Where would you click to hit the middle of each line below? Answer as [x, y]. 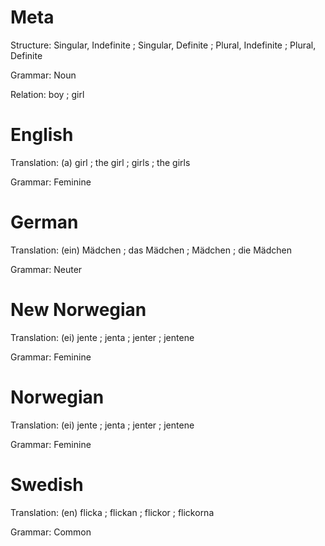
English [42, 135]
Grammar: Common [51, 532]
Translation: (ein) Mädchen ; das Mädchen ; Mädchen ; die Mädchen [151, 250]
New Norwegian [78, 310]
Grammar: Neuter [46, 269]
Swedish [47, 484]
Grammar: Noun [43, 75]
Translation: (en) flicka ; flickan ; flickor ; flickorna [112, 512]
